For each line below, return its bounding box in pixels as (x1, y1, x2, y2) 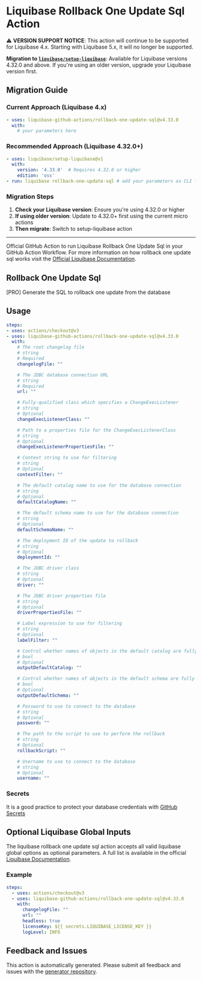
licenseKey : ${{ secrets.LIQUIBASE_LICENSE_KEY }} (22, 923, 152, 929)
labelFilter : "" (17, 637, 58, 643)
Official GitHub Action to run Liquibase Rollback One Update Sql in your (6, 242, 183, 250)
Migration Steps (6, 192, 54, 201)
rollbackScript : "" (17, 747, 66, 754)
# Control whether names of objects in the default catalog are (17, 648, 182, 654)
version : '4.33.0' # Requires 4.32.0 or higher (17, 167, 141, 173)
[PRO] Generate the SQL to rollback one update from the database (6, 289, 171, 296)
